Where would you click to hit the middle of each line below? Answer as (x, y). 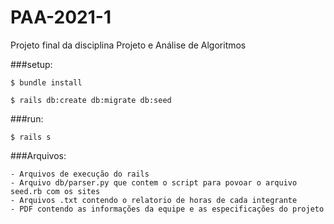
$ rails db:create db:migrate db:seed (91, 100)
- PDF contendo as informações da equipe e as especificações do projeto (167, 209)
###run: (27, 118)
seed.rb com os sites (55, 191)
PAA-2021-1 (61, 17)
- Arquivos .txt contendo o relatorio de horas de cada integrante (154, 200)
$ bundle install (46, 82)
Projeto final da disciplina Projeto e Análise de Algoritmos (128, 45)
